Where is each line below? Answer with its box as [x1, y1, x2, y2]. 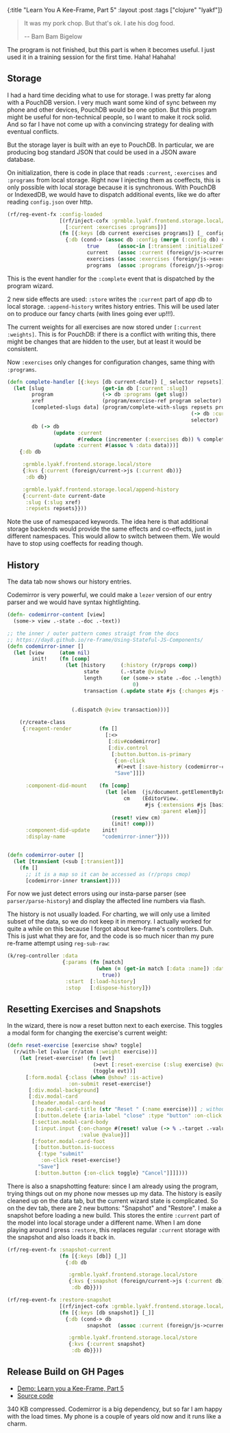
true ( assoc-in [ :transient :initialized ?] [86, 243, 228, 250]
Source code [16, 1391, 53, 1399]
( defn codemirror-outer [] [7, 852, 84, 858]
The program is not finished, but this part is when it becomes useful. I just [7, 46, 215, 53]
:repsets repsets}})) [25, 505, 88, 512]
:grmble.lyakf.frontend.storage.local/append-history [22, 486, 179, 493]
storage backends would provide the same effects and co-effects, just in [7, 525, 212, 533]
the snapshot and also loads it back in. [7, 1233, 116, 1241]
